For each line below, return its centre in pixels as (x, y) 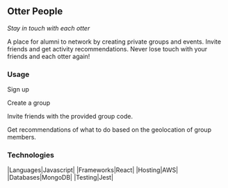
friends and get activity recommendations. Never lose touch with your (107, 49)
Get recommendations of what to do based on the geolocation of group (109, 130)
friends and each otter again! (49, 56)
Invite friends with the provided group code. (70, 117)
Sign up (18, 89)
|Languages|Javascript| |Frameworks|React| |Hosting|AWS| (93, 170)
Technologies (31, 155)
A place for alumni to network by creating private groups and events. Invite (114, 42)
